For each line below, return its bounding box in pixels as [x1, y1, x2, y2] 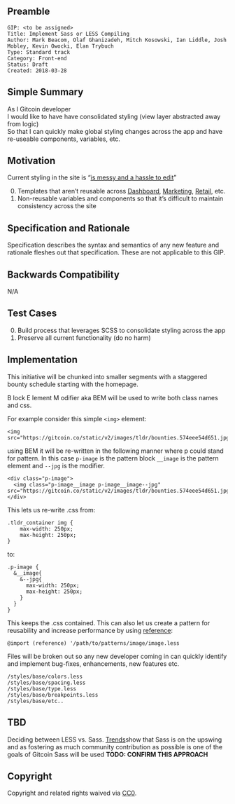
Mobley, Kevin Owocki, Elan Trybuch [7, 42, 114, 50]
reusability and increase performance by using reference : [7, 626, 173, 634]
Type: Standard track [7, 48, 71, 55]
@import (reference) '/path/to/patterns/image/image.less [7, 639, 180, 647]
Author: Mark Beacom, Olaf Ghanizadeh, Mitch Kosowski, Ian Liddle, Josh [7, 36, 227, 43]
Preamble [7, 6, 50, 18]
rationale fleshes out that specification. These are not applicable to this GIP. [7, 248, 226, 257]
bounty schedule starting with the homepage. [7, 380, 138, 388]
